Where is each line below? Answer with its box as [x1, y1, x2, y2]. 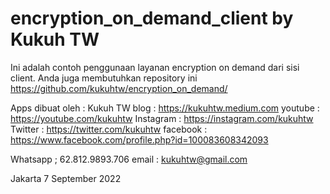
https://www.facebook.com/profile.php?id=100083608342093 [10, 133, 269, 146]
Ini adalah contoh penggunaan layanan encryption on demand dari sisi [10, 61, 300, 73]
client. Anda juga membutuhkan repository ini [10, 72, 198, 84]
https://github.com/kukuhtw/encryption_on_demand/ [10, 82, 228, 94]
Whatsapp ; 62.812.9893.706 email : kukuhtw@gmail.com [10, 153, 248, 165]
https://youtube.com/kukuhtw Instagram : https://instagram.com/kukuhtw [10, 112, 314, 124]
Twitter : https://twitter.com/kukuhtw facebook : [10, 123, 208, 135]
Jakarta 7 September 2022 [10, 172, 122, 184]
